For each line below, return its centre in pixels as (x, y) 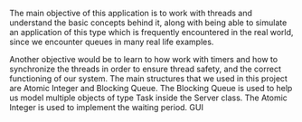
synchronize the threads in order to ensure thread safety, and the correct (146, 69)
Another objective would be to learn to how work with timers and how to (144, 59)
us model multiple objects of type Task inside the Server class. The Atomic (148, 98)
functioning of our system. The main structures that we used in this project (148, 79)
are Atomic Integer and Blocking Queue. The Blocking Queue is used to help (151, 88)
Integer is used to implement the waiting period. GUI (106, 107)
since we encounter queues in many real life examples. (112, 42)
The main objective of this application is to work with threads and (131, 13)
